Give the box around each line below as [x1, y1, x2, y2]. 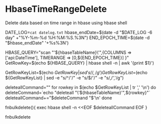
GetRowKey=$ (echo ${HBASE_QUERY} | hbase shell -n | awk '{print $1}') [5, 60, 155, 66]
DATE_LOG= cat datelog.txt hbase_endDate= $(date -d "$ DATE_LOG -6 [5, 29, 153, 35]
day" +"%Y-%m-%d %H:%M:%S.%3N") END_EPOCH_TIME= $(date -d [5, 35, 150, 41]
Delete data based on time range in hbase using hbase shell [5, 20, 127, 26]
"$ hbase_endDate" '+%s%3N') [5, 40, 69, 45]
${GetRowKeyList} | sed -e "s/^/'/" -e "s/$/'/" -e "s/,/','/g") [5, 75, 124, 81]
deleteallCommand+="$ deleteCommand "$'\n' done [5, 95, 112, 101]
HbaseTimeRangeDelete [5, 3, 107, 15]
